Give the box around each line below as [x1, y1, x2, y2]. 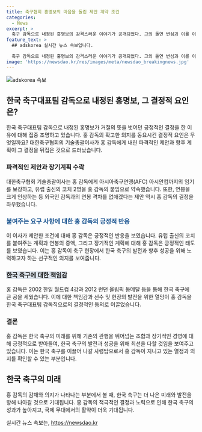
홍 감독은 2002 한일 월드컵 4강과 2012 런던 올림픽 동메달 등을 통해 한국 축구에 [6, 286, 190, 293]
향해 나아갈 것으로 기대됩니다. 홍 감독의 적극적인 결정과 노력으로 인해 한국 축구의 [6, 399, 194, 406]
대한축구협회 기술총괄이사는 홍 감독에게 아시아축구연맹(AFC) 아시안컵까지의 [6, 178, 183, 185]
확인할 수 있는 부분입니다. [17, 355, 77, 362]
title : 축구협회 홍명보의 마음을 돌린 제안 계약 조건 [6, 8, 120, 15]
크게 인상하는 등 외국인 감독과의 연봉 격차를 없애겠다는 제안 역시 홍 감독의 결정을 [6, 193, 194, 200]
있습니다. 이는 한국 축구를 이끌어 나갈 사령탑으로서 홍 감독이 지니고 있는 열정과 [6, 347, 189, 354]
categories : [6, 14, 36, 20]
